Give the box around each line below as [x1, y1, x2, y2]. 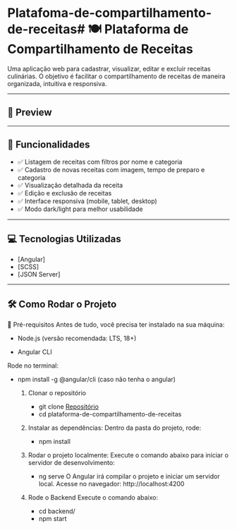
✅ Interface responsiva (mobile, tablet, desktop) [17, 196, 157, 205]
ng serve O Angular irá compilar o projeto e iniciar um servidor [38, 472, 220, 481]
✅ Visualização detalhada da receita [17, 181, 123, 189]
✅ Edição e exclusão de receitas [17, 188, 112, 197]
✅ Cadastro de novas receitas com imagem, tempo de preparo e [17, 165, 205, 174]
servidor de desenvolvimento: [28, 459, 115, 467]
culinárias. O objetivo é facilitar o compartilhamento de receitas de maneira [7, 72, 226, 80]
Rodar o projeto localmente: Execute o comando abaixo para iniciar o [28, 451, 229, 459]
